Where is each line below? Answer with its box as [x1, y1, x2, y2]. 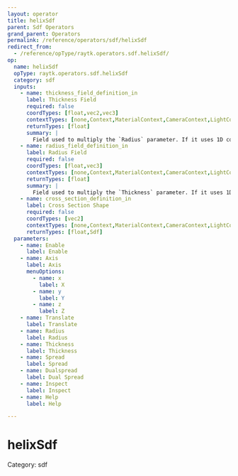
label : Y [38, 294, 65, 302]
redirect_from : [7, 43, 52, 50]
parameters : [13, 235, 50, 242]
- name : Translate [20, 314, 74, 322]
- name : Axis [20, 255, 59, 262]
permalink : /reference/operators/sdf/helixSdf [7, 37, 147, 44]
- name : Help [20, 394, 59, 401]
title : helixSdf [7, 17, 55, 24]
